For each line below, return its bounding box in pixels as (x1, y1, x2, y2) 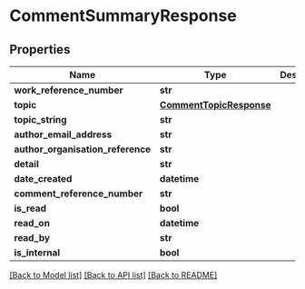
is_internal (14, 246, 61, 259)
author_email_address (14, 128, 113, 141)
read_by (14, 232, 51, 244)
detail (14, 158, 39, 170)
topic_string (14, 114, 67, 125)
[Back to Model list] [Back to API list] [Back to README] (9, 270, 218, 280)
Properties (9, 42, 71, 57)
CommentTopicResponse (159, 99, 271, 111)
